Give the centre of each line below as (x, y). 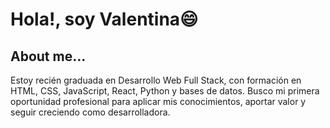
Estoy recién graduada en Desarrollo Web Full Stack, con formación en (156, 80)
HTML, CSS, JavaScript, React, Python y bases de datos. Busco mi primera (165, 91)
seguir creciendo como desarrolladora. (90, 112)
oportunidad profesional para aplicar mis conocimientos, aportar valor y (158, 101)
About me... (48, 56)
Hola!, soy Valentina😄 (104, 19)
